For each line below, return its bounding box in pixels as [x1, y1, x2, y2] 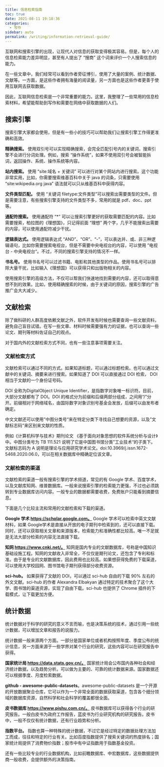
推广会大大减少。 [5, 287, 40, 293]
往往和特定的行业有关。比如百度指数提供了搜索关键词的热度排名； [21, 734, 155, 740]
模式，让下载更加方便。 [9, 592, 57, 597]
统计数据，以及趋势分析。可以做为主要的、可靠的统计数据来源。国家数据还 [9, 666, 159, 672]
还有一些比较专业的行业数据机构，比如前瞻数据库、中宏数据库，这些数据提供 [5, 750, 159, 756]
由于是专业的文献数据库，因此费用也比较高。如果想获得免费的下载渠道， [13, 556, 159, 562]
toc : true [5, 12, 25, 17]
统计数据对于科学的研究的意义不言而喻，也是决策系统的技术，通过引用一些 [5, 621, 155, 627]
